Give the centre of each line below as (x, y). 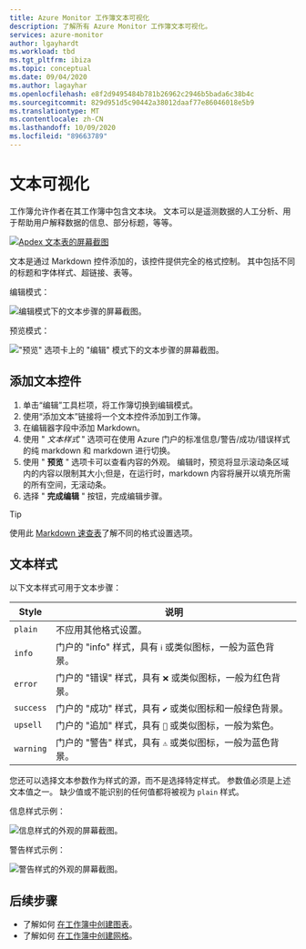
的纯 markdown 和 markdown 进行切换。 (99, 450)
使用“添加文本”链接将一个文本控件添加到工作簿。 (114, 416)
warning (31, 749)
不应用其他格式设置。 (102, 631)
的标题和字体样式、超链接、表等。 (73, 272)
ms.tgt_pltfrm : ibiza (51, 60)
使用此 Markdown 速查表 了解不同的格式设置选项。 (103, 532)
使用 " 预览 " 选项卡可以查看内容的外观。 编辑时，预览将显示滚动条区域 (156, 461)
